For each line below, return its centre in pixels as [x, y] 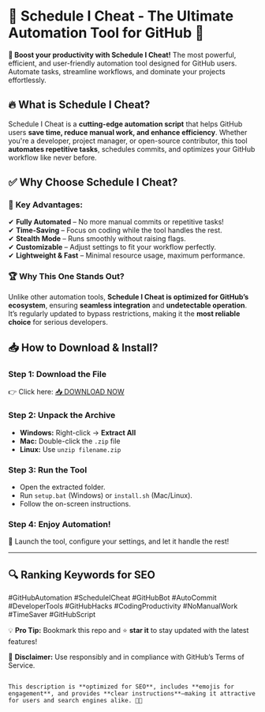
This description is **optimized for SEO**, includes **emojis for [121, 687]
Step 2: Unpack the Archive [62, 416]
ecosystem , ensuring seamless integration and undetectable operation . [127, 305]
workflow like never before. [52, 157]
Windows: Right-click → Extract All [78, 432]
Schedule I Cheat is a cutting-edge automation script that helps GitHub [125, 124]
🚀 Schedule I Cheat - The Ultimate [121, 16]
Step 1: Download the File [57, 375]
